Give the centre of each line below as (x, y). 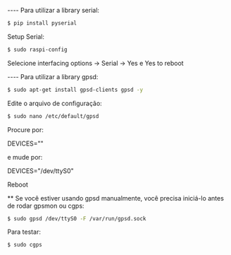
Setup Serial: (26, 36)
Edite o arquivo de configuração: (55, 103)
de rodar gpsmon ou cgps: (46, 206)
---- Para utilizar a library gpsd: (53, 76)
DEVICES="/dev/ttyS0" (40, 171)
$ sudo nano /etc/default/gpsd (53, 116)
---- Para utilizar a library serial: (54, 10)
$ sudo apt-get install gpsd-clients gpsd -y (75, 90)
